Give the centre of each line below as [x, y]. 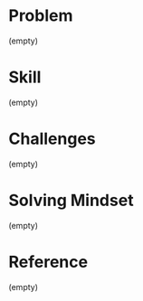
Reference [48, 262]
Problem [41, 16]
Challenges [52, 139]
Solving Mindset [71, 201]
